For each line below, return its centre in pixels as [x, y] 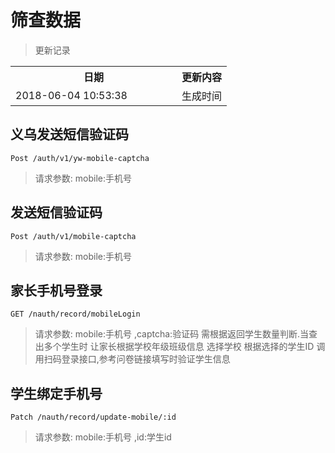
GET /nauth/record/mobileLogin [75, 314]
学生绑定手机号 [56, 393]
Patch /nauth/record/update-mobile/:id [93, 417]
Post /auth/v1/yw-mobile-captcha [80, 158]
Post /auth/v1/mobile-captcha [73, 236]
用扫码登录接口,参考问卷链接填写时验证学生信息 [132, 359]
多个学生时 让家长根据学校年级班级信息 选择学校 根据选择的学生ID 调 [184, 347]
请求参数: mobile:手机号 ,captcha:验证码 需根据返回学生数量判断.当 [172, 334]
